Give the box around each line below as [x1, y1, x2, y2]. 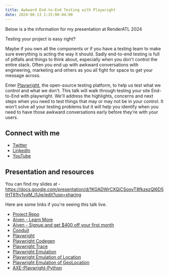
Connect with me [5, 129, 60, 137]
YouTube [12, 153, 31, 159]
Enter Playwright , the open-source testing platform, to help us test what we [5, 82, 161, 88]
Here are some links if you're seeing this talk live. [5, 201, 107, 207]
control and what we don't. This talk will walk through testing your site [5, 87, 150, 93]
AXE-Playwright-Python [12, 265, 62, 271]
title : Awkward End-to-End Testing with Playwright [5, 7, 116, 13]
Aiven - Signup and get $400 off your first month [12, 222, 114, 228]
